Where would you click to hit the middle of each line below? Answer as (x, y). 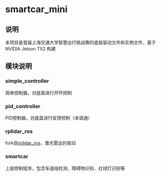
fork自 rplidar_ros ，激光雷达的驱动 (41, 143)
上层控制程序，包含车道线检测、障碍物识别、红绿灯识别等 (65, 168)
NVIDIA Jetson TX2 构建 (31, 49)
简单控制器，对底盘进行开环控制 (38, 93)
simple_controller (27, 81)
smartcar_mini (36, 9)
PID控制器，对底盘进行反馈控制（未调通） (49, 118)
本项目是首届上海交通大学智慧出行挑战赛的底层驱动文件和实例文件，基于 (80, 42)
